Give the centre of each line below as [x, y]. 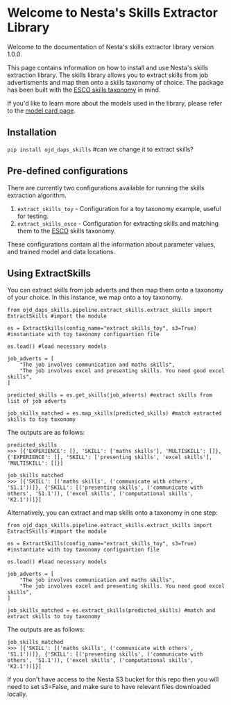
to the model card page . [42, 110]
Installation [32, 132]
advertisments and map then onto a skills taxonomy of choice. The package [115, 82]
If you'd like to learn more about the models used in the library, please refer [115, 103]
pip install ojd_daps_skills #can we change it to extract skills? [101, 149]
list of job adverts [37, 401]
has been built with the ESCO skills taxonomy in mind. [84, 90]
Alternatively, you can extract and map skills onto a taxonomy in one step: [113, 513]
